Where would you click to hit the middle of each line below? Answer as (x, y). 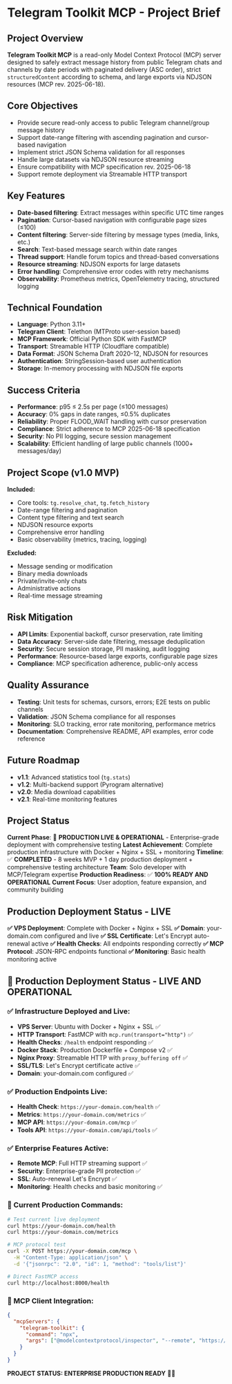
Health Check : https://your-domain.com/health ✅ (89, 1107)
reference (31, 739)
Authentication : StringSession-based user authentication (99, 361)
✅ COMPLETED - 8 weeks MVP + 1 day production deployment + (100, 860)
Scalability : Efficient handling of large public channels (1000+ (105, 443)
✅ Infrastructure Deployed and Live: (69, 1011)
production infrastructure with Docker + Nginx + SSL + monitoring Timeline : (116, 852)
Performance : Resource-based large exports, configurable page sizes (117, 656)
